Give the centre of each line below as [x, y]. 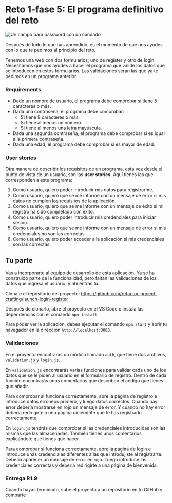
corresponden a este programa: [39, 180]
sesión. [20, 222]
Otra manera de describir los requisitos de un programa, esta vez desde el [84, 169]
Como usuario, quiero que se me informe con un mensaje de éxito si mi [88, 206]
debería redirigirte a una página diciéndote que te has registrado [74, 412]
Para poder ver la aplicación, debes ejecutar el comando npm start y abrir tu [86, 324]
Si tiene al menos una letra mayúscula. [61, 128]
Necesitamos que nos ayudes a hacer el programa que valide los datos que [85, 65]
